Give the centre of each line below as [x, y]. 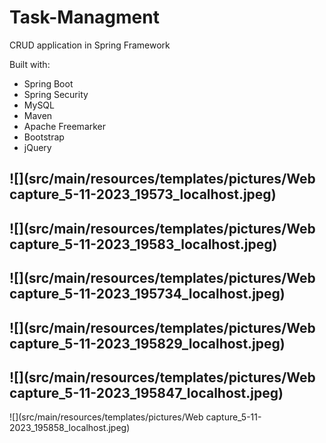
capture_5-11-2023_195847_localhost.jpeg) [146, 392]
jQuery [37, 147]
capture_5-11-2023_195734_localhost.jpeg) [147, 294]
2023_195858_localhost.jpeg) [70, 428]
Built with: [30, 64]
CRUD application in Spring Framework [90, 45]
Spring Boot [48, 83]
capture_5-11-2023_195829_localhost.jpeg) [147, 343]
